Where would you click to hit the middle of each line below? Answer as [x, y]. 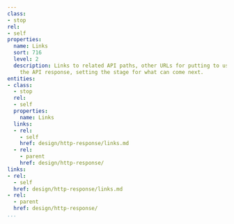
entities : [22, 79]
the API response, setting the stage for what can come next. [112, 72]
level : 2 [26, 59]
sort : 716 [28, 53]
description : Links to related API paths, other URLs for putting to [116, 66]
